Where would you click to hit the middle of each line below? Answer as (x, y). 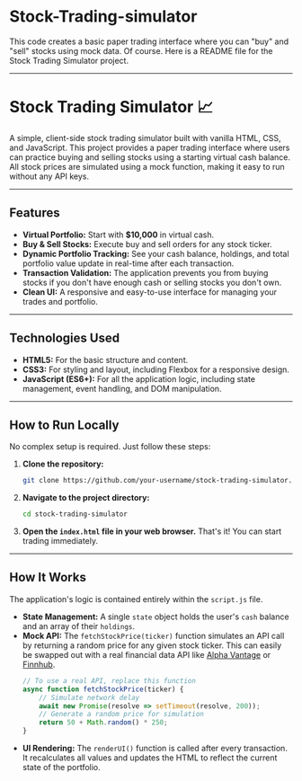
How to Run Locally (64, 425)
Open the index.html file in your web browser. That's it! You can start (152, 531)
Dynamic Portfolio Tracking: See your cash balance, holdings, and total (155, 253)
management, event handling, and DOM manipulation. (122, 388)
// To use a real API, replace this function (109, 680)
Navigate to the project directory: (86, 498)
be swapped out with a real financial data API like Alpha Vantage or (147, 654)
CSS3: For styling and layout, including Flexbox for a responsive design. (156, 369)
